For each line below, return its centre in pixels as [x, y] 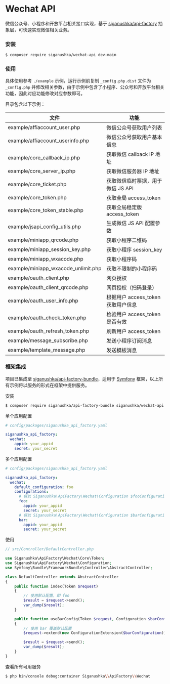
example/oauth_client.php [38, 278]
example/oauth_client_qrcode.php [48, 287]
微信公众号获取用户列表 [134, 128]
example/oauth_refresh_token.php [49, 331]
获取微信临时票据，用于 [134, 181]
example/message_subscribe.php [48, 340]
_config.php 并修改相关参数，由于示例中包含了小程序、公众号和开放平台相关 [85, 87]
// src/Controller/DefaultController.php [50, 549]
